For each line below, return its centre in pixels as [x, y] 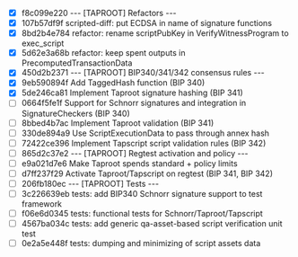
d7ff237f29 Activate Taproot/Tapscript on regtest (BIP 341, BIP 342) [147, 173]
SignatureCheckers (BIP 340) [76, 113]
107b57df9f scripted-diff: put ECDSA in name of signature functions [147, 23]
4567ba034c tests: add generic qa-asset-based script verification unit [152, 224]
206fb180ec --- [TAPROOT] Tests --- [90, 183]
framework [42, 204]
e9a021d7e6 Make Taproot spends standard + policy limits [130, 163]
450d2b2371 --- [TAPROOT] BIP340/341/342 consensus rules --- [143, 73]
